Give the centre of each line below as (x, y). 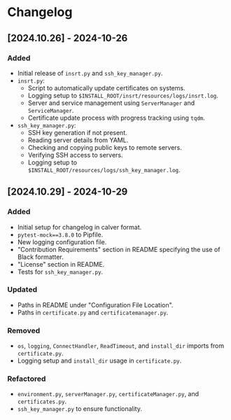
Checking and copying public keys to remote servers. (105, 147)
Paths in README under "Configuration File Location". (95, 304)
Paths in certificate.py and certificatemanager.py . (93, 312)
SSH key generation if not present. (77, 132)
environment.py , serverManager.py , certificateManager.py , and (108, 394)
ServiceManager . (51, 110)
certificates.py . (42, 401)
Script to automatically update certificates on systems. (106, 87)
